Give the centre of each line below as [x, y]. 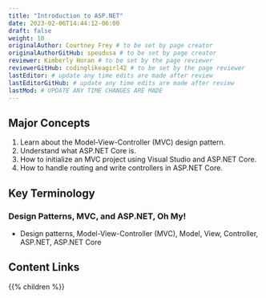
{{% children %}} [37, 287]
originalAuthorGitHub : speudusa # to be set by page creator [113, 53]
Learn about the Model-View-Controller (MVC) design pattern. [123, 142]
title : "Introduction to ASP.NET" [66, 16]
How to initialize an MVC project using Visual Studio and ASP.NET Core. [138, 159]
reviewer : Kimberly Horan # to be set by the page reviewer [111, 61]
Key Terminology [52, 193]
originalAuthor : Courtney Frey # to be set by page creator [111, 46]
